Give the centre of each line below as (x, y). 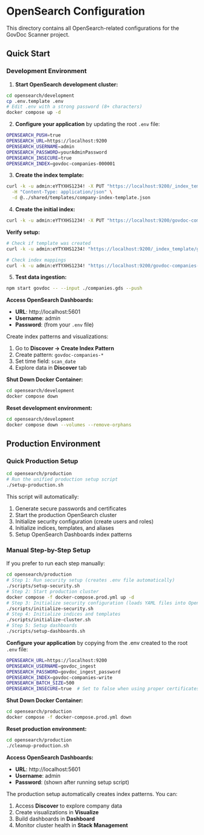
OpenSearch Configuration (76, 11)
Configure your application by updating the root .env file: (87, 124)
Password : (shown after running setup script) (72, 782)
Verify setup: (23, 232)
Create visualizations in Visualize (57, 812)
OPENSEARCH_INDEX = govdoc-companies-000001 (61, 164)
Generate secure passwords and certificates (71, 509)
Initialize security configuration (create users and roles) (84, 521)
